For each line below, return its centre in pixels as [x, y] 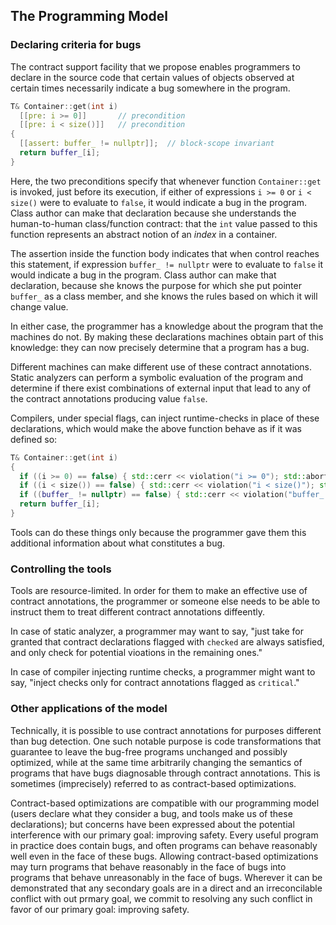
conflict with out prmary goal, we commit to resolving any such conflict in [161, 898]
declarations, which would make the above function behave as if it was [156, 428]
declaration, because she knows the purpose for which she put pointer [156, 285]
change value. [39, 306]
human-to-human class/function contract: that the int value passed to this [164, 223]
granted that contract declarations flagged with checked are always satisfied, [167, 642]
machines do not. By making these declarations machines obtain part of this [167, 336]
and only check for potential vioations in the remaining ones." [136, 653]
